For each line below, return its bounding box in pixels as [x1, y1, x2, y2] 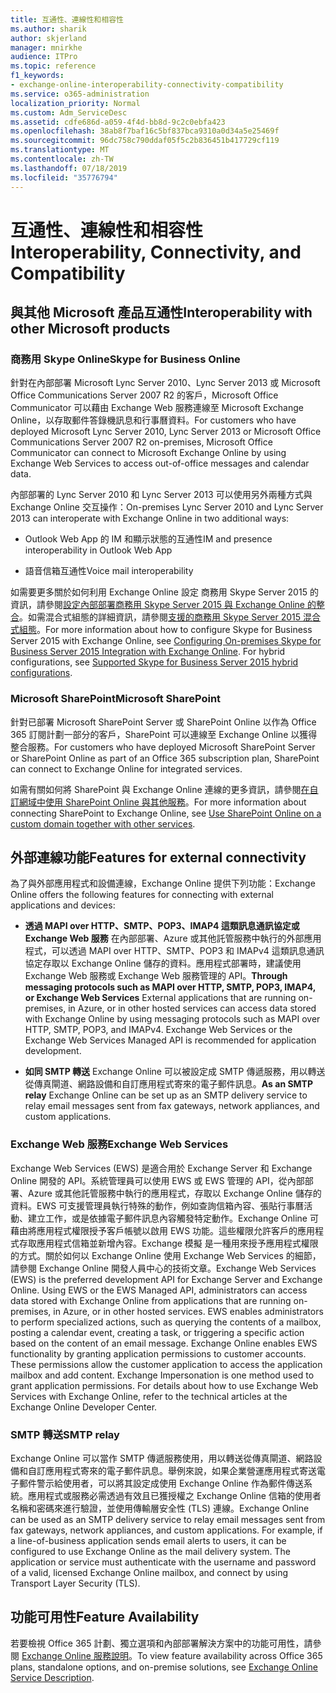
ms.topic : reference [10, 61, 97, 71]
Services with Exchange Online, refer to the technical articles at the [10, 1390, 288, 1402]
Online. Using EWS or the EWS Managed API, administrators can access [10, 1284, 308, 1296]
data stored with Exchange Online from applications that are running [10, 1294, 292, 1306]
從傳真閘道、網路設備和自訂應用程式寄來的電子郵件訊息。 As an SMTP [24, 1078, 314, 1090]
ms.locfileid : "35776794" [10, 172, 118, 183]
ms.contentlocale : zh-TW [10, 154, 114, 164]
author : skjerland [10, 33, 87, 43]
